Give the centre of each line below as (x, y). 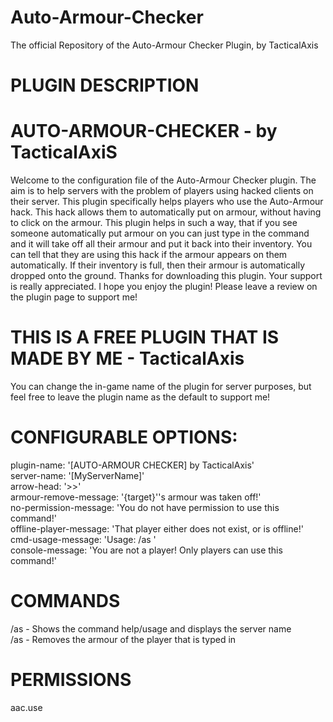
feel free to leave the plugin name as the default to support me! (140, 397)
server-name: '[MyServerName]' (77, 475)
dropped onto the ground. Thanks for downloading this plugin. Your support (166, 276)
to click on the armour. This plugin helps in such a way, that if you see (154, 223)
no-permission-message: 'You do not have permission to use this (145, 507)
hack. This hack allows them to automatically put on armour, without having (166, 212)
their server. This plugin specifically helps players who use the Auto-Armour (167, 202)
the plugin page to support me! (74, 297)
